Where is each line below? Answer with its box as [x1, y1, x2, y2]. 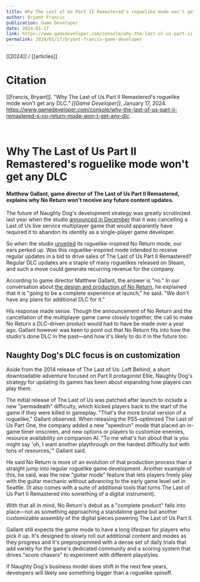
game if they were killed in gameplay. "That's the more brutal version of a [6, 409, 186, 416]
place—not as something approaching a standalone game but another [6, 508, 178, 515]
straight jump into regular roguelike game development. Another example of [6, 465, 192, 472]
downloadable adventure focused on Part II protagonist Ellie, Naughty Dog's [6, 372, 193, 379]
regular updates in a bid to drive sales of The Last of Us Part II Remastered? [6, 253, 192, 260]
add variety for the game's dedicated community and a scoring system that [6, 545, 191, 552]
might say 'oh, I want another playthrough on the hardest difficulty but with [6, 441, 190, 448]
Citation [6, 74, 46, 87]
